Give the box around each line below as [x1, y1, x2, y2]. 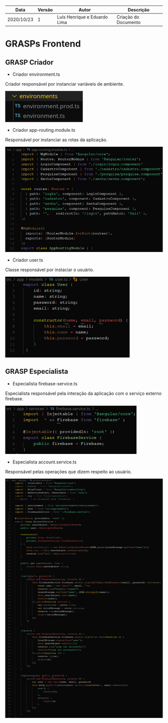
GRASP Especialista [5, 367, 68, 376]
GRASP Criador [5, 58, 53, 67]
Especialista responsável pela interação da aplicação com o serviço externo [5, 390, 162, 396]
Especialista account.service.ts [12, 459, 76, 465]
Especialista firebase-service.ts [12, 380, 77, 386]
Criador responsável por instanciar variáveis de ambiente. [5, 81, 124, 87]
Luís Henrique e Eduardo [56, 14, 108, 20]
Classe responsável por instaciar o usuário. [5, 267, 94, 273]
